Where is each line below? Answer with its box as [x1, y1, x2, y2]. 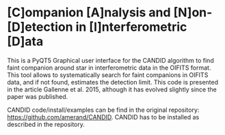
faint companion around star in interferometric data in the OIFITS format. [7, 63, 211, 72]
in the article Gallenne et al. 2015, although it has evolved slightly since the [7, 85, 217, 93]
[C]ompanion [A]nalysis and [7, 5, 171, 20]
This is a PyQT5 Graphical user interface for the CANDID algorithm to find [7, 56, 214, 64]
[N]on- [173, 5, 213, 20]
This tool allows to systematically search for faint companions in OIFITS [7, 70, 209, 79]
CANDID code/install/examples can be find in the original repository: [7, 106, 200, 114]
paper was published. [7, 92, 68, 100]
